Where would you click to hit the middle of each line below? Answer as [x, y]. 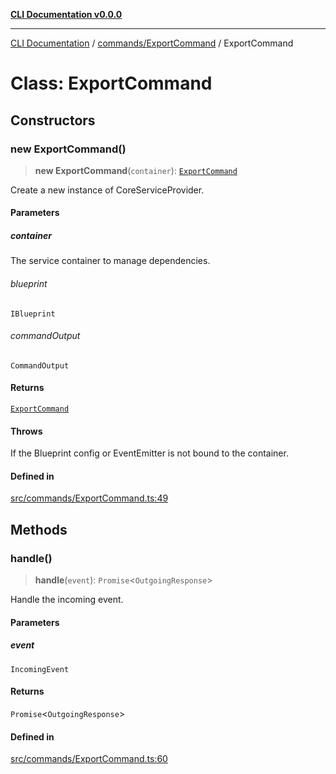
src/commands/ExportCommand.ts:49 [89, 498]
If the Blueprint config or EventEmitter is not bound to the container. [149, 453]
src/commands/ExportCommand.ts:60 [89, 759]
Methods [39, 529]
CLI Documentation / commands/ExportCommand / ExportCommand [152, 43]
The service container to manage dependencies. [110, 261]
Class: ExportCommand [111, 83]
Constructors [53, 120]
